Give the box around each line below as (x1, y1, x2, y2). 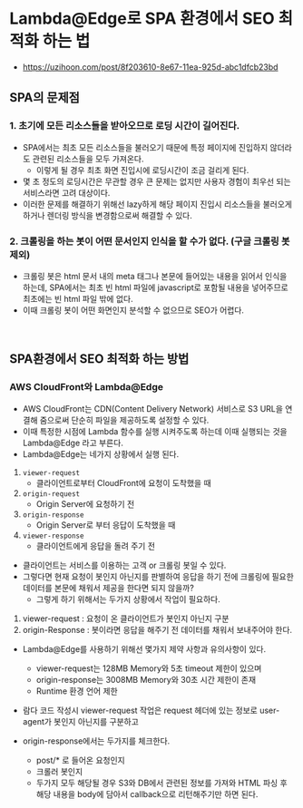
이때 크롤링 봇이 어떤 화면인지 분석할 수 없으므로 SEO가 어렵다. (22, 305, 245, 316)
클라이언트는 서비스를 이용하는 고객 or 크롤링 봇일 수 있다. (22, 560, 227, 570)
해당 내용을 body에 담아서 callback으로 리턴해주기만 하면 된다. (35, 788, 259, 799)
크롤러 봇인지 (35, 765, 83, 776)
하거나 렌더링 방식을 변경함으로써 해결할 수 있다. (22, 209, 192, 220)
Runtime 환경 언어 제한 (35, 686, 118, 696)
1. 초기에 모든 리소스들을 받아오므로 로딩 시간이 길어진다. (9, 120, 240, 132)
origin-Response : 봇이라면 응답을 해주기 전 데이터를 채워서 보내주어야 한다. (22, 624, 293, 635)
